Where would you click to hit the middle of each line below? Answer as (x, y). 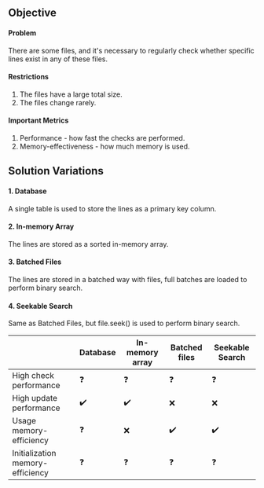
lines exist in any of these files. (58, 59)
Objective (33, 13)
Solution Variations (56, 171)
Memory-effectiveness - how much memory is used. (104, 146)
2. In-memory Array (41, 226)
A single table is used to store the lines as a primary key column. (112, 208)
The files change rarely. (58, 102)
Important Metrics (38, 120)
